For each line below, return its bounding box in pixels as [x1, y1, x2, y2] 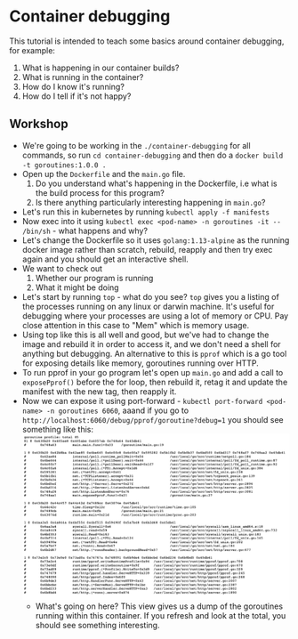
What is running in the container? [21, 71, 144, 82]
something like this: [21, 424, 93, 434]
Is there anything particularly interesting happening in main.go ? [35, 197, 266, 207]
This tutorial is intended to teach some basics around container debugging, [9, 36, 285, 46]
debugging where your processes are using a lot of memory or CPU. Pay [21, 310, 289, 321]
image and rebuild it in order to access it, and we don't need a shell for [21, 338, 282, 349]
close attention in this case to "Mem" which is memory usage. [21, 319, 250, 330]
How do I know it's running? [21, 81, 125, 92]
